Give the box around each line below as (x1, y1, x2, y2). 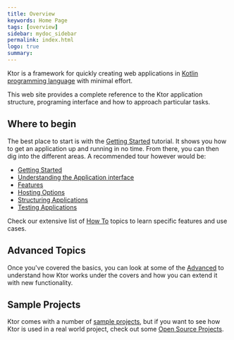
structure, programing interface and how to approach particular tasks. (7, 97, 211, 106)
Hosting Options (17, 188, 66, 196)
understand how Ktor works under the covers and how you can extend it (7, 271, 218, 279)
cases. (7, 224, 27, 233)
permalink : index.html (7, 37, 74, 44)
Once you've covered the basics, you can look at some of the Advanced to (7, 263, 224, 272)
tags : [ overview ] (7, 23, 58, 30)
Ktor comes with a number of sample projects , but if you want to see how (7, 317, 221, 326)
